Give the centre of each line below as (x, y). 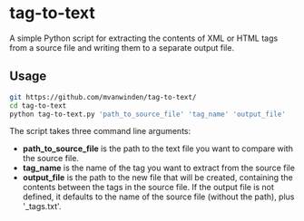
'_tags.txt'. (42, 207)
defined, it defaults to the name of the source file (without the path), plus (158, 197)
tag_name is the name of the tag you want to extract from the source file (158, 168)
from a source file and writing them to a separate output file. (122, 47)
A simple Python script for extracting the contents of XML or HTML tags (144, 38)
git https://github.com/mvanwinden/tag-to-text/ (103, 97)
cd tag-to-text (38, 106)
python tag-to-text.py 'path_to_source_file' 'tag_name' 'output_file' (147, 114)
